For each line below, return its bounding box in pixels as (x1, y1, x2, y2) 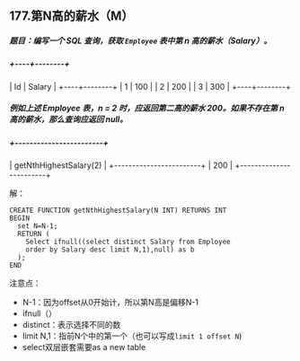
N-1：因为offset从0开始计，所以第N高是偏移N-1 (22, 297, 199, 308)
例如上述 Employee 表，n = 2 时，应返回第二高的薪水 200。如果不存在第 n (9, 102, 285, 114)
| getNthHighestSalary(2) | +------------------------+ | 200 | (9, 160, 234, 171)
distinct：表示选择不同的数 (22, 320, 121, 330)
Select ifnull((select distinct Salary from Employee (25, 237, 231, 247)
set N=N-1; (17, 222, 58, 231)
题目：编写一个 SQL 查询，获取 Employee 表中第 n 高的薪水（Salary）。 (9, 35, 272, 46)
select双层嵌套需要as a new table (22, 342, 146, 353)
